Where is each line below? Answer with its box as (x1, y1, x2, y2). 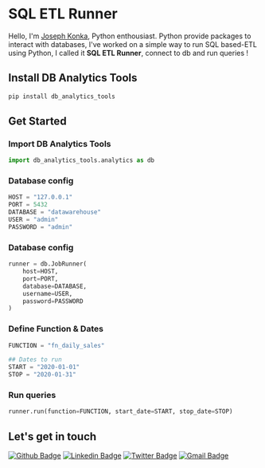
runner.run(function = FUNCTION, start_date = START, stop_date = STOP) (8, 407, 233, 415)
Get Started (8, 115, 67, 128)
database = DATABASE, (22, 282, 88, 290)
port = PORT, (22, 274, 59, 283)
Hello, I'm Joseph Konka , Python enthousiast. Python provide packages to (8, 31, 251, 41)
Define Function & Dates (8, 324, 103, 335)
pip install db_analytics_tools (8, 92, 115, 100)
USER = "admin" (8, 216, 59, 224)
